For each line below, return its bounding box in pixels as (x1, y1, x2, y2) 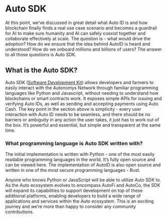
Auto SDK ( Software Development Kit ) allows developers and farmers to (5, 79, 154, 85)
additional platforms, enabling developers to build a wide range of (5, 193, 141, 199)
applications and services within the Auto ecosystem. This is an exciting (5, 198, 154, 204)
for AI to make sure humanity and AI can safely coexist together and (5, 30, 146, 36)
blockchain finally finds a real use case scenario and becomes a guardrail (5, 25, 157, 31)
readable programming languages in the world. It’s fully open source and (5, 156, 155, 163)
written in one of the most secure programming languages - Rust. (5, 167, 140, 173)
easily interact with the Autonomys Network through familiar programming (5, 85, 158, 91)
